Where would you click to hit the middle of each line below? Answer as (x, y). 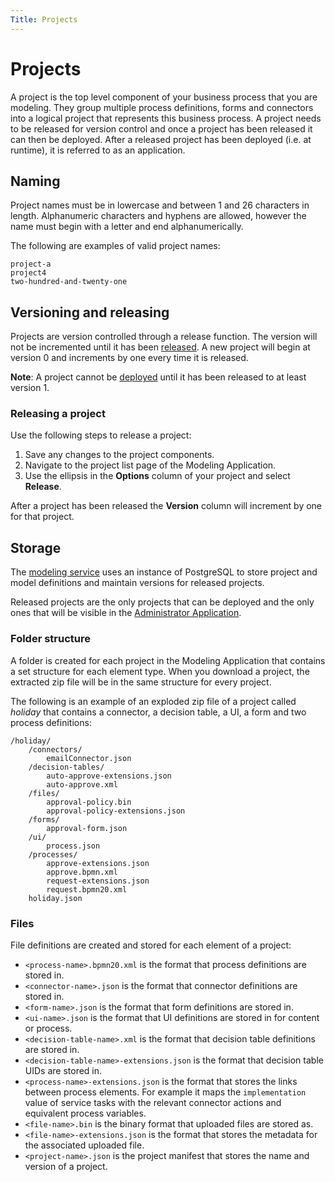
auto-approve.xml (82, 784)
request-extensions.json (98, 881)
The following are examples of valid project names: (115, 246)
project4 (28, 273)
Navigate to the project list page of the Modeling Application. (150, 465)
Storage (36, 547)
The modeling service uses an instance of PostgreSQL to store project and (164, 572)
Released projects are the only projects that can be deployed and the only (162, 602)
